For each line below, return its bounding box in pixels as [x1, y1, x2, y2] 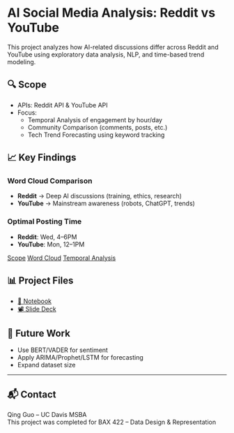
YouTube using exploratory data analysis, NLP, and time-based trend [7, 50, 205, 59]
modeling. [7, 57, 36, 66]
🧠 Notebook [17, 297, 52, 305]
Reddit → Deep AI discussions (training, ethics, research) [17, 192, 182, 200]
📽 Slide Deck [17, 304, 57, 313]
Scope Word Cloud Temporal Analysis [7, 254, 116, 262]
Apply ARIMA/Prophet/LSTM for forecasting [17, 353, 144, 362]
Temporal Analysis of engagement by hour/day [27, 115, 162, 124]
